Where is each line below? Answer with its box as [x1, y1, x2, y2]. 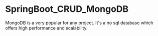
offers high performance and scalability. [5, 25, 88, 31]
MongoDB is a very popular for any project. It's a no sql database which [5, 20, 153, 26]
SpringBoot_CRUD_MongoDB [5, 3, 129, 15]
